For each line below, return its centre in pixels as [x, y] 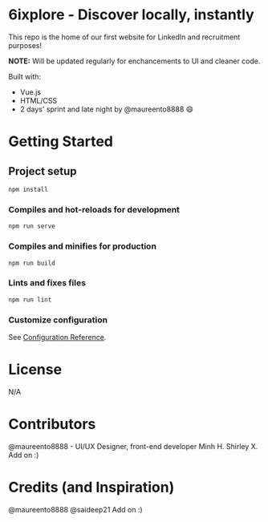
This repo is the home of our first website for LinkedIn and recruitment [124, 37]
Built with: [25, 76]
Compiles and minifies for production [82, 246]
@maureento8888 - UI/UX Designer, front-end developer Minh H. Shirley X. [133, 446]
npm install [28, 189]
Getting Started [61, 142]
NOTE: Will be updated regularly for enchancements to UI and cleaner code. [134, 61]
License [35, 370]
